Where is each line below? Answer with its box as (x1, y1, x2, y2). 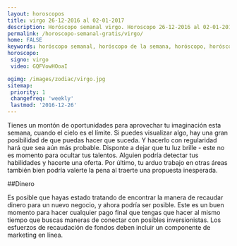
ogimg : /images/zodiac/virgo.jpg (7, 75, 106, 82)
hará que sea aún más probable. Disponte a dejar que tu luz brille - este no (7, 144, 225, 152)
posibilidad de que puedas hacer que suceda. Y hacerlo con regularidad (7, 136, 217, 144)
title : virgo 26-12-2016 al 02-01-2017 (7, 17, 125, 24)
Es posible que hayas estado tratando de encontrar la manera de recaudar (7, 193, 224, 202)
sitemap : (7, 82, 33, 89)
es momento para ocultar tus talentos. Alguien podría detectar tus (7, 151, 199, 159)
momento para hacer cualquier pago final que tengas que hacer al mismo (7, 209, 221, 216)
